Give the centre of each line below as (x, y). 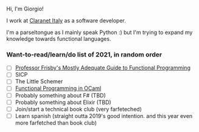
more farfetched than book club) (56, 123)
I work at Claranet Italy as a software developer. (66, 20)
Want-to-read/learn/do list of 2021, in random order (84, 54)
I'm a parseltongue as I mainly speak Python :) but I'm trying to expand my (100, 32)
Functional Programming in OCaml (58, 88)
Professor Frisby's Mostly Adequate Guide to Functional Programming (103, 68)
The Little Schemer (39, 82)
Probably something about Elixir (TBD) (63, 102)
